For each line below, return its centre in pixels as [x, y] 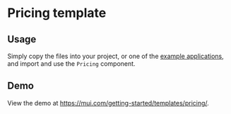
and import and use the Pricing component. [71, 64]
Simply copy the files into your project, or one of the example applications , [115, 56]
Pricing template [57, 13]
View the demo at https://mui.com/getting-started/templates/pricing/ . [108, 103]
